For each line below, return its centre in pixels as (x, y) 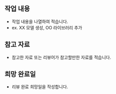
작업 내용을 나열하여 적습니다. (40, 22)
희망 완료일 (20, 74)
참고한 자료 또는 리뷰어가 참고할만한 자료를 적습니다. (61, 57)
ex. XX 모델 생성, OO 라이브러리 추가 (47, 27)
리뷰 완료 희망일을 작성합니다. (40, 87)
